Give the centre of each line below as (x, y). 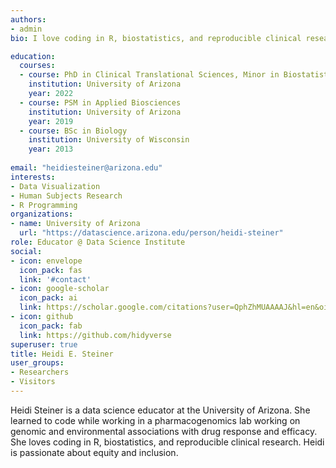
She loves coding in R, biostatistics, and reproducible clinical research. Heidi (167, 442)
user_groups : (37, 363)
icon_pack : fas (51, 270)
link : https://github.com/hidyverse (95, 335)
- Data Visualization (55, 186)
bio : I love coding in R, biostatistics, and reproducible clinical (156, 38)
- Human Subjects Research (66, 196)
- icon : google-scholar (60, 289)
